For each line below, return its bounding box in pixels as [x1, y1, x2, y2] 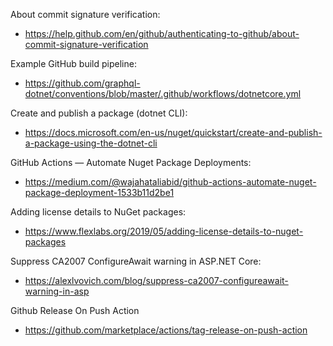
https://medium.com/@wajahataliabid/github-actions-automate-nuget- [24, 176, 317, 188]
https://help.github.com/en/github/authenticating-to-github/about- [24, 28, 300, 39]
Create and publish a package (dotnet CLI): [10, 107, 188, 119]
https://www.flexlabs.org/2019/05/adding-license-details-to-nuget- [24, 225, 304, 237]
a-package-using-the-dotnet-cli [24, 137, 158, 149]
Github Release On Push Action [10, 305, 140, 316]
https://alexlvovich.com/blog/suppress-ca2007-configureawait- [24, 275, 289, 286]
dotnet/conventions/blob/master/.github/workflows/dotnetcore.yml [24, 88, 302, 99]
